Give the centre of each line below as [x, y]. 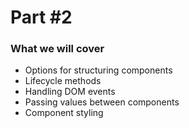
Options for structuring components [98, 70]
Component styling [64, 113]
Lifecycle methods [63, 81]
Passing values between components [102, 102]
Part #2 [41, 17]
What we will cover [57, 49]
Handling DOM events [70, 92]
